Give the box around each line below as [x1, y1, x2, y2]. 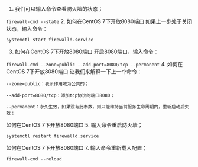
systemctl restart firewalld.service [6, 133, 99, 139]
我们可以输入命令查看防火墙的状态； [14, 5, 103, 12]
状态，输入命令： [6, 25, 48, 32]
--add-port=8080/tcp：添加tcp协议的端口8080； [6, 92, 115, 98]
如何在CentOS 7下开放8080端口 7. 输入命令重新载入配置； [6, 144, 148, 151]
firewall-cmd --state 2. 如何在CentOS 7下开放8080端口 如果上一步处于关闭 [6, 18, 193, 25]
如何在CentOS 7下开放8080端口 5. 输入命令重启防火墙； [6, 121, 143, 129]
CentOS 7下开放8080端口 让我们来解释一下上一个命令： [6, 68, 142, 75]
